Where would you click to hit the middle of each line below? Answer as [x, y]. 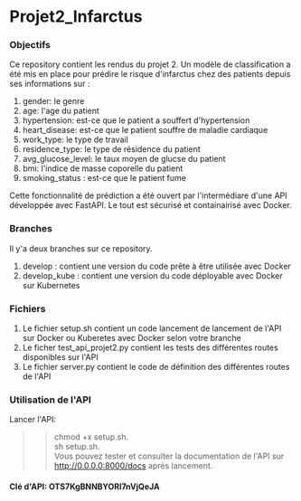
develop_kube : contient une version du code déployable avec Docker [152, 275]
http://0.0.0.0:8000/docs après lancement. [133, 466]
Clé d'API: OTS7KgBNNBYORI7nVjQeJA [85, 487]
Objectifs [30, 45]
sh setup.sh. [77, 447]
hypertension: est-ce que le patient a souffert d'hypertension [136, 120]
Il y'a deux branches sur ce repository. [81, 248]
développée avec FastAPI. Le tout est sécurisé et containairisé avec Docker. [150, 205]
